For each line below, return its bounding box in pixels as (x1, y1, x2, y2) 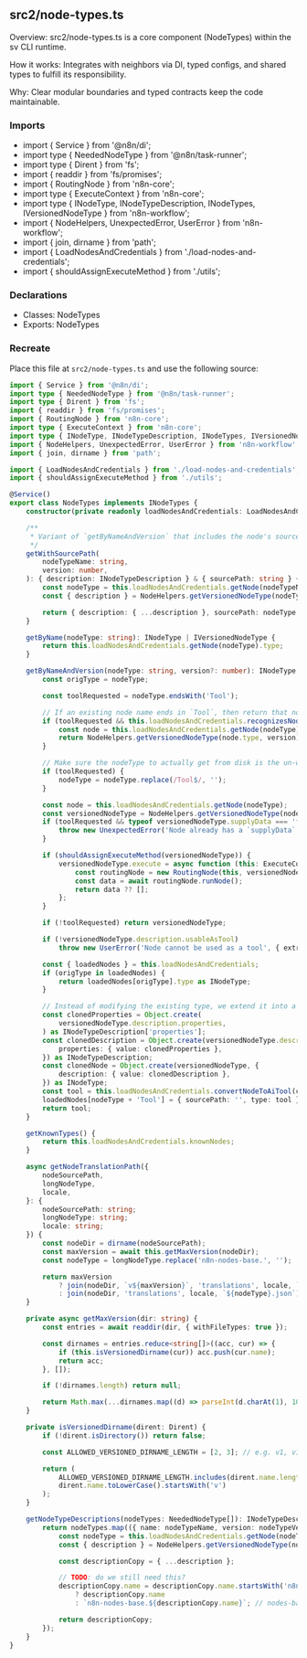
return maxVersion (42, 1272, 112, 1281)
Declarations (9, 289, 68, 302)
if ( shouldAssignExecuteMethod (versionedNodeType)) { (42, 851, 251, 860)
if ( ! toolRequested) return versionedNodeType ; (42, 919, 227, 928)
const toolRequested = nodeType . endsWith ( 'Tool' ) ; (42, 691, 239, 700)
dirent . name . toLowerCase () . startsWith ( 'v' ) (58, 1481, 227, 1491)
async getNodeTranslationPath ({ (26, 1163, 149, 1172)
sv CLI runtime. (9, 41, 67, 52)
